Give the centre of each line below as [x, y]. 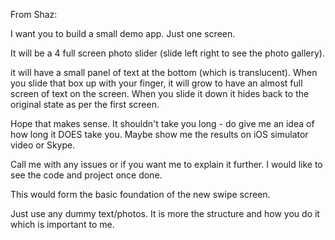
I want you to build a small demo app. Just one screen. [123, 33]
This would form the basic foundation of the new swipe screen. [140, 194]
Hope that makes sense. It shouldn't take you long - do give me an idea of [162, 123]
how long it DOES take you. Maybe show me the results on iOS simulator [159, 134]
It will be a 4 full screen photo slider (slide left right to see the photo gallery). [167, 53]
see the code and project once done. [86, 175]
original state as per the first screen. [85, 104]
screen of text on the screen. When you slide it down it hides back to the [160, 93]
